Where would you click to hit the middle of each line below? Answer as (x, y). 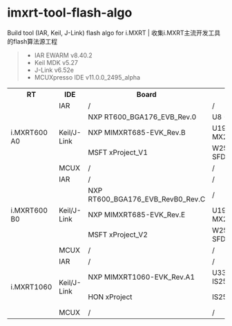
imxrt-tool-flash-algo (70, 13)
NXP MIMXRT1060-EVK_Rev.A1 (142, 277)
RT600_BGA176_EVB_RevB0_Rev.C (147, 199)
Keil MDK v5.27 (56, 62)
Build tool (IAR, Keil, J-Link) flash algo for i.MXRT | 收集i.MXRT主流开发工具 (114, 33)
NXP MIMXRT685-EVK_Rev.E (137, 215)
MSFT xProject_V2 (118, 235)
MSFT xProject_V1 (118, 152)
